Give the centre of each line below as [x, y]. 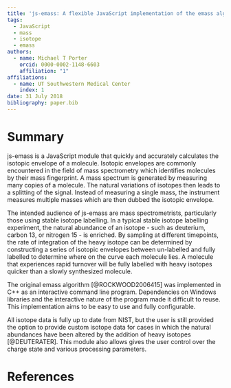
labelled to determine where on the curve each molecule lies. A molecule [110, 256]
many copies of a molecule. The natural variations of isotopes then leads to [114, 185]
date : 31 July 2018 [35, 97]
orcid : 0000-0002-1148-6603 [59, 65]
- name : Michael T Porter [51, 58]
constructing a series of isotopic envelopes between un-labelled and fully [111, 249]
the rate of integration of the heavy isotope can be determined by [100, 242]
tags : [15, 20]
